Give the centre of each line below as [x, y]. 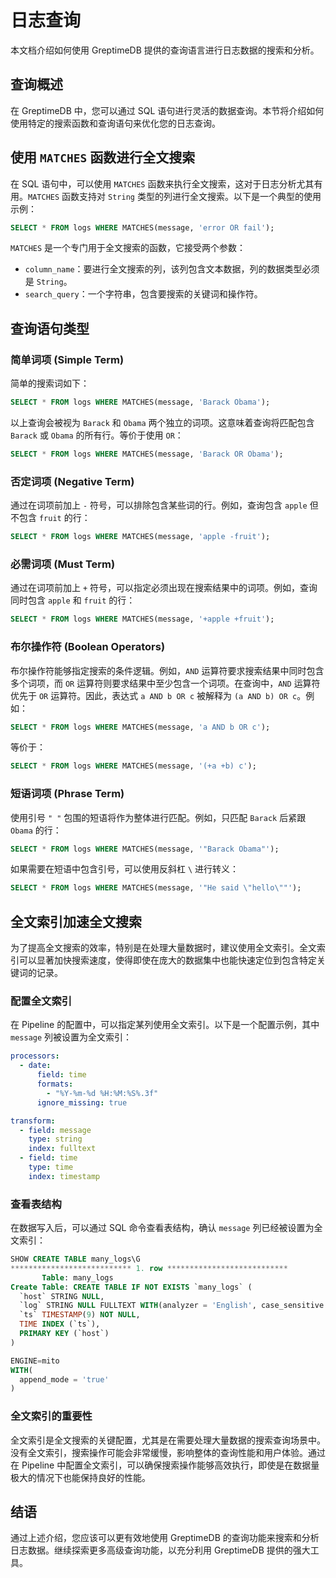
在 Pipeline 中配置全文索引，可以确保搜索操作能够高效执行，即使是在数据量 [165, 1465]
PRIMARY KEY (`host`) [64, 1334]
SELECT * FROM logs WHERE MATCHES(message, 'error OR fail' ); [142, 227]
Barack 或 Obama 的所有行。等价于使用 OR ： [97, 435]
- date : [35, 1066]
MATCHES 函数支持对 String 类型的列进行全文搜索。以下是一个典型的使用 [175, 196]
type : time [51, 1167]
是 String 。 [48, 282]
